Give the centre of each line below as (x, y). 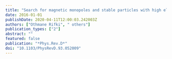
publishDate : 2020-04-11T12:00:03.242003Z (51, 19)
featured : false (23, 39)
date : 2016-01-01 (24, 15)
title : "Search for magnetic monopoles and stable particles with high (83, 10)
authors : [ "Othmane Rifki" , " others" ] (48, 24)
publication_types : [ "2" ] (33, 29)
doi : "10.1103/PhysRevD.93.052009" (43, 48)
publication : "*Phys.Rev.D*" (36, 44)
